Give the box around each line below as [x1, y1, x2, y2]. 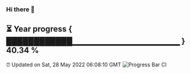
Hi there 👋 [6, 5, 35, 14]
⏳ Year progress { [6, 24, 73, 34]
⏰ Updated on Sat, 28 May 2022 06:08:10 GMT [6, 61, 121, 68]
